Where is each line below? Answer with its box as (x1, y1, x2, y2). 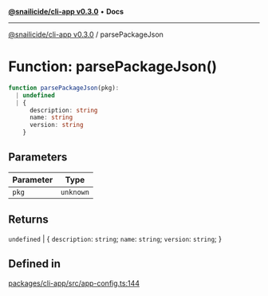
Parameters (8, 151, 68, 164)
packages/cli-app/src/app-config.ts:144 (8, 278, 140, 288)
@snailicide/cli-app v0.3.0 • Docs (8, 7, 124, 16)
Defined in (8, 257, 61, 270)
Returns (8, 213, 49, 227)
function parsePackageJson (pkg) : (8, 84, 120, 92)
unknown (60, 187, 90, 196)
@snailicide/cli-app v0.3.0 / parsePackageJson (8, 30, 164, 39)
